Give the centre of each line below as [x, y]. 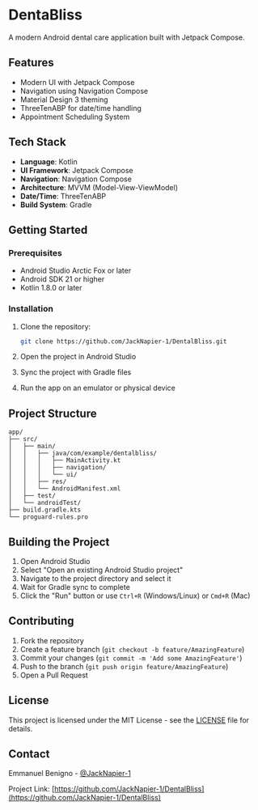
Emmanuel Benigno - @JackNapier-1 [70, 774]
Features [31, 63]
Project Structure [53, 413]
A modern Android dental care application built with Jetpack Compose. [127, 37]
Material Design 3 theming [64, 100]
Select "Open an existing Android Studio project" [102, 570]
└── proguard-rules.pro [49, 517]
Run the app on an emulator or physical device [97, 388]
